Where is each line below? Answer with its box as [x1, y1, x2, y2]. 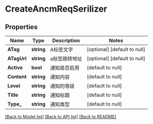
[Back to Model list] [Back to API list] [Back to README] [5, 114, 117, 120]
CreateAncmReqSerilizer [5, 3, 107, 15]
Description [52, 37, 80, 44]
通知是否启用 [50, 65, 80, 71]
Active [7, 64, 23, 71]
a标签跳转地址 [50, 55, 83, 62]
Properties [5, 23, 38, 31]
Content [7, 73, 27, 80]
